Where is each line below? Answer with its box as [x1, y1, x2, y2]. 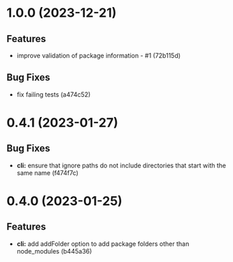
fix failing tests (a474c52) [16, 90, 91, 99]
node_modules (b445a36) [16, 247, 92, 255]
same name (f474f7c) [16, 168, 78, 177]
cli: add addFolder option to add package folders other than [16, 240, 190, 248]
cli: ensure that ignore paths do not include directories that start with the [16, 161, 227, 170]
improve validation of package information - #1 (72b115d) [16, 51, 181, 60]
